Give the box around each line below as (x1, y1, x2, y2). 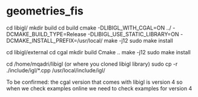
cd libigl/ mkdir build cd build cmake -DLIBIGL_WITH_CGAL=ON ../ (6, 24, 171, 31)
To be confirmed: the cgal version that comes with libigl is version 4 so (6, 78, 183, 86)
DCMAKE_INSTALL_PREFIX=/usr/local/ (6, 37, 103, 44)
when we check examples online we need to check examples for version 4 (6, 84, 193, 92)
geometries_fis (6, 4, 84, 18)
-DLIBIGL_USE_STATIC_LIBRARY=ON (87, 30, 180, 37)
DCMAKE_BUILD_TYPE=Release (6, 30, 87, 37)
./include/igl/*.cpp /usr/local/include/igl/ (6, 66, 106, 74)
